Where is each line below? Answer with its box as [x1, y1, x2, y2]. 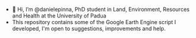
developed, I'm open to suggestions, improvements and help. [12, 25, 166, 32]
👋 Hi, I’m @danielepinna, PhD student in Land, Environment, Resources [12, 6, 190, 13]
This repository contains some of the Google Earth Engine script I [12, 19, 177, 25]
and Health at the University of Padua [12, 12, 107, 19]
